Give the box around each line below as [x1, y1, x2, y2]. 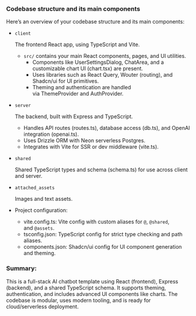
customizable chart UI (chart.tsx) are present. [32, 65, 143, 72]
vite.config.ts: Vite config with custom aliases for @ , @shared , [23, 218, 169, 226]
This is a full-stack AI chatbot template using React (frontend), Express [6, 278, 179, 285]
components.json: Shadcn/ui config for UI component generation [23, 243, 182, 250]
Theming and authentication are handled [32, 84, 132, 91]
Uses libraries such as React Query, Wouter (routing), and [32, 71, 173, 79]
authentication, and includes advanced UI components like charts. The [6, 290, 178, 297]
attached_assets [14, 185, 55, 191]
